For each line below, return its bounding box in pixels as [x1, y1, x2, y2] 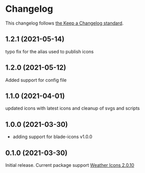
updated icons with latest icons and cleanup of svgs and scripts [5, 105, 140, 112]
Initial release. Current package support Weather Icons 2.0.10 [5, 162, 135, 168]
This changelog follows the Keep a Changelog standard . [5, 20, 124, 26]
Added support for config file [5, 77, 67, 83]
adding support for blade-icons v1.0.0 [12, 134, 93, 140]
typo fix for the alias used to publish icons [5, 48, 94, 54]
